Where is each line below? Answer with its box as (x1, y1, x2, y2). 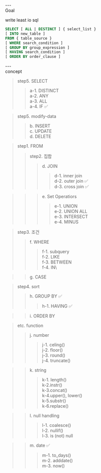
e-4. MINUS (54, 219, 79, 225)
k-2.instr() (42, 382, 63, 388)
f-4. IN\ (42, 264, 57, 270)
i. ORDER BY (29, 313, 55, 319)
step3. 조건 (17, 229, 40, 235)
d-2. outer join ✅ (54, 178, 88, 184)
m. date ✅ (29, 442, 50, 448)
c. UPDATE (29, 128, 52, 134)
